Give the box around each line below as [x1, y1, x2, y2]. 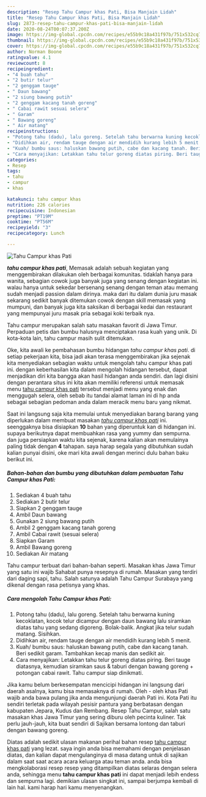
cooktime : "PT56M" [7, 219, 54, 225]
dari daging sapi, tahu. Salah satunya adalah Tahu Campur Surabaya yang [7, 575, 193, 582]
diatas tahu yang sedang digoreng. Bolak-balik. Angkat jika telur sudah [15, 623, 194, 631]
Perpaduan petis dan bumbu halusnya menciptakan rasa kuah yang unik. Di [7, 328, 197, 335]
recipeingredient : [7, 65, 54, 72]
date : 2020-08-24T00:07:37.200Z [7, 26, 89, 32]
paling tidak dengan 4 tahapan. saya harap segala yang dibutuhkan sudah [7, 443, 193, 450]
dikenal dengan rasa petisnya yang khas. [7, 581, 110, 589]
